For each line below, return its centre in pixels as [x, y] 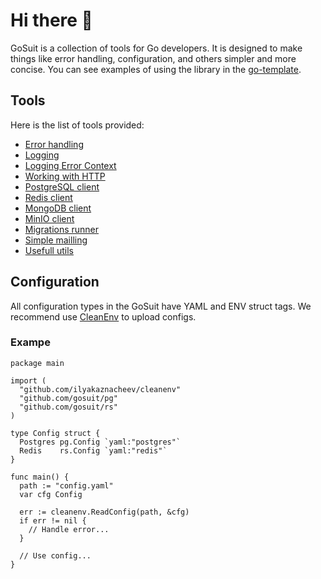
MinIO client [49, 218]
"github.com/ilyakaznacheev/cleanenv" [100, 389]
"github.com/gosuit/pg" [68, 398]
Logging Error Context [70, 165]
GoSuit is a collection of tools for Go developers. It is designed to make [156, 48]
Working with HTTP [65, 176]
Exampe [30, 342]
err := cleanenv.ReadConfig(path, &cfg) [104, 512]
